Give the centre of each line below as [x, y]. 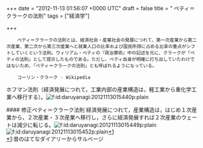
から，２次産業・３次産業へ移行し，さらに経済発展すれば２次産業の [96, 117]
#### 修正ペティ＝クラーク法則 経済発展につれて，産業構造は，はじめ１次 [99, 110]
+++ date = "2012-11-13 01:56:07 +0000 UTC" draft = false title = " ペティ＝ [101, 8]
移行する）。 [32, 97]
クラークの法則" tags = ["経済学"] [48, 16]
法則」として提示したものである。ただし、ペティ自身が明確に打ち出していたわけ [105, 59]
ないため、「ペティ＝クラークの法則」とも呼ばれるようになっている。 [84, 66]
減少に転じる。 [35, 125]
